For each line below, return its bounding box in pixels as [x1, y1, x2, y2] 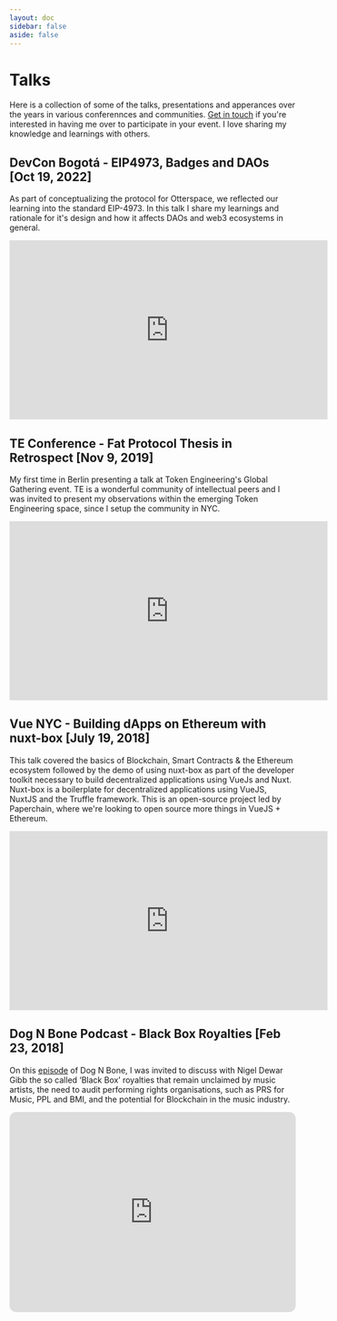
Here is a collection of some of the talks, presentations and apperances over [9, 99, 296, 110]
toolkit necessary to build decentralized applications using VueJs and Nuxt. [9, 774, 292, 785]
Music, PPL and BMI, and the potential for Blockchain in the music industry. [9, 1094, 291, 1104]
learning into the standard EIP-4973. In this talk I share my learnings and [9, 203, 280, 214]
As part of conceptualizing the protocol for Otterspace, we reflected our [9, 193, 279, 205]
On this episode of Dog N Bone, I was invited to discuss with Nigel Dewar [9, 1064, 283, 1075]
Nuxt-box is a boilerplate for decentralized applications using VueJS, [9, 783, 267, 794]
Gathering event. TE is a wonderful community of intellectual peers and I [9, 483, 281, 494]
